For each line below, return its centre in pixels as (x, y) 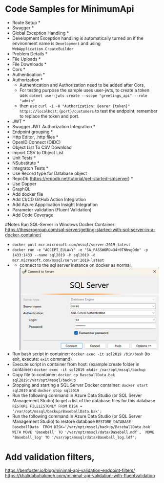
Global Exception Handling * (41, 33)
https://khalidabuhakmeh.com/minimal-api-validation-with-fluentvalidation (80, 476)
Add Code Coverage (33, 215)
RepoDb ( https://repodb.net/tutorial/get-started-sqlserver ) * (72, 178)
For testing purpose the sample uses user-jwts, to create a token (84, 90)
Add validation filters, (50, 457)
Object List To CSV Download (42, 147)
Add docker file (28, 194)
